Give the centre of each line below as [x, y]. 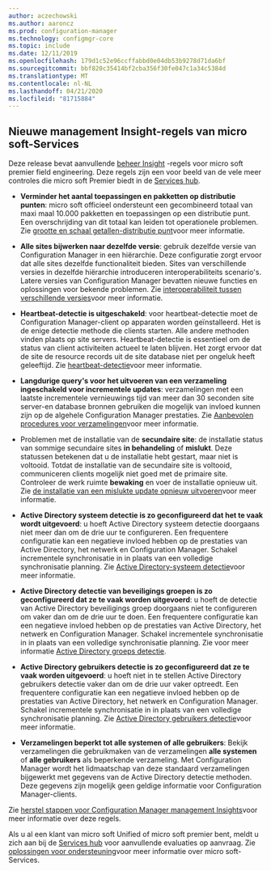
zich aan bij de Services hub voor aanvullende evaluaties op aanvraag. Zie [132, 843]
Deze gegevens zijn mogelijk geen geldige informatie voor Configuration [141, 786]
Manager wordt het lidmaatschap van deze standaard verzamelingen [135, 768]
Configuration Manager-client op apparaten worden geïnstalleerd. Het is [140, 322]
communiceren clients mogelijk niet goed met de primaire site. [124, 474]
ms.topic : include [39, 46]
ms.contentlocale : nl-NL [50, 83]
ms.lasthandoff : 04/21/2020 [56, 91]
